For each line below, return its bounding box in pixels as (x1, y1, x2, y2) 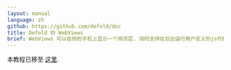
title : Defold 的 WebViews (7, 29, 84, 36)
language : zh (7, 16, 45, 23)
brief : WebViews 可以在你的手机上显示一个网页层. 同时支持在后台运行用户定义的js (7, 36, 218, 43)
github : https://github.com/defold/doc (7, 23, 122, 30)
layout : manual (7, 10, 51, 17)
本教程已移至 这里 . (7, 56, 59, 64)
